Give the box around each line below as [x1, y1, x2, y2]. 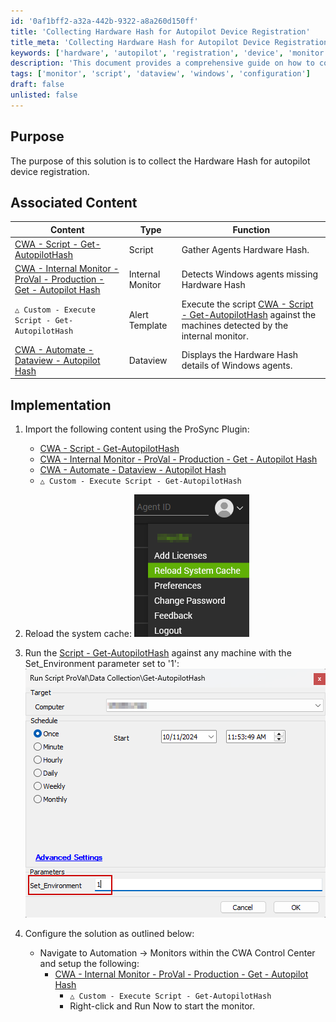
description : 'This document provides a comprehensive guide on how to [10, 58, 315, 69]
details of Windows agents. [181, 360, 293, 372]
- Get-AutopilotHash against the [181, 308, 317, 320]
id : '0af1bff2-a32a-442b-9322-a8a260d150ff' [10, 16, 199, 26]
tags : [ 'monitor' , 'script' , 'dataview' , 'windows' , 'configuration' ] [10, 69, 311, 79]
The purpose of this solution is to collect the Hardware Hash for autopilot [10, 155, 311, 167]
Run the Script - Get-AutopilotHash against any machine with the [24, 647, 292, 659]
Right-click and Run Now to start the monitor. [69, 1000, 256, 1012]
